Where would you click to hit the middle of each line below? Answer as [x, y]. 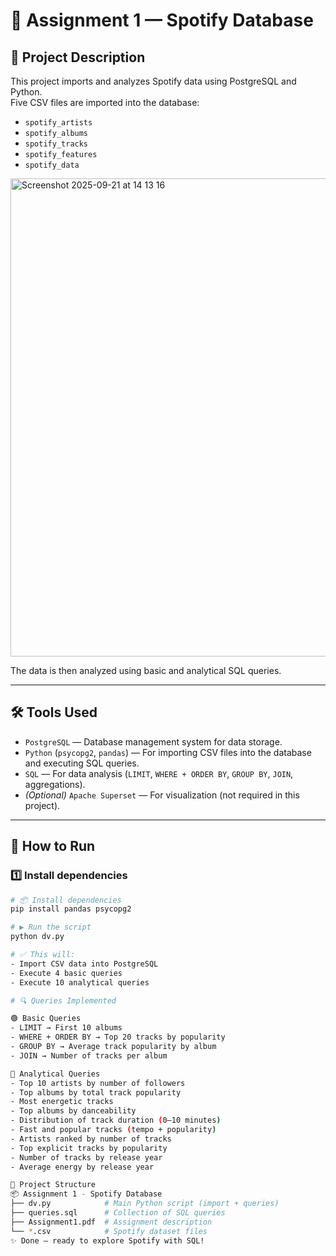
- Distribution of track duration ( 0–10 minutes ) [116, 1120]
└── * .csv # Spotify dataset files [109, 1231]
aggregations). [55, 784]
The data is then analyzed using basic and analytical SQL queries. [146, 670]
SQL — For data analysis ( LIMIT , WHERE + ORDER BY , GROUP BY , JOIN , [159, 773]
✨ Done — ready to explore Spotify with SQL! [107, 1240]
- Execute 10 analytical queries [80, 982]
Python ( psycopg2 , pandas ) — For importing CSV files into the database [168, 752]
